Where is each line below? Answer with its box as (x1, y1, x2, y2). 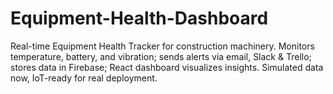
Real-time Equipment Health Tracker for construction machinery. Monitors (10, 40, 315, 52)
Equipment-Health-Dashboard (10, 7, 269, 30)
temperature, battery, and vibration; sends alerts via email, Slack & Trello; (10, 50, 312, 62)
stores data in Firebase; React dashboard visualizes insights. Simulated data (10, 61, 324, 73)
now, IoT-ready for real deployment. (10, 72, 158, 84)
